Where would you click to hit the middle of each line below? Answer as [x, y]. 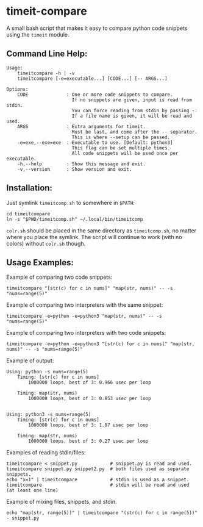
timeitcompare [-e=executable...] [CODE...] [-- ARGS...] [92, 78]
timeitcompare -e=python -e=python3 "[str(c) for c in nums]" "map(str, [101, 344]
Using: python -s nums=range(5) [47, 372]
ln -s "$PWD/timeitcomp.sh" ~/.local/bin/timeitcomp [75, 219]
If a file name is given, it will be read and [132, 116]
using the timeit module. [38, 34]
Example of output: [30, 360]
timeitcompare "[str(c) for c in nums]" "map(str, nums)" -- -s [90, 289]
